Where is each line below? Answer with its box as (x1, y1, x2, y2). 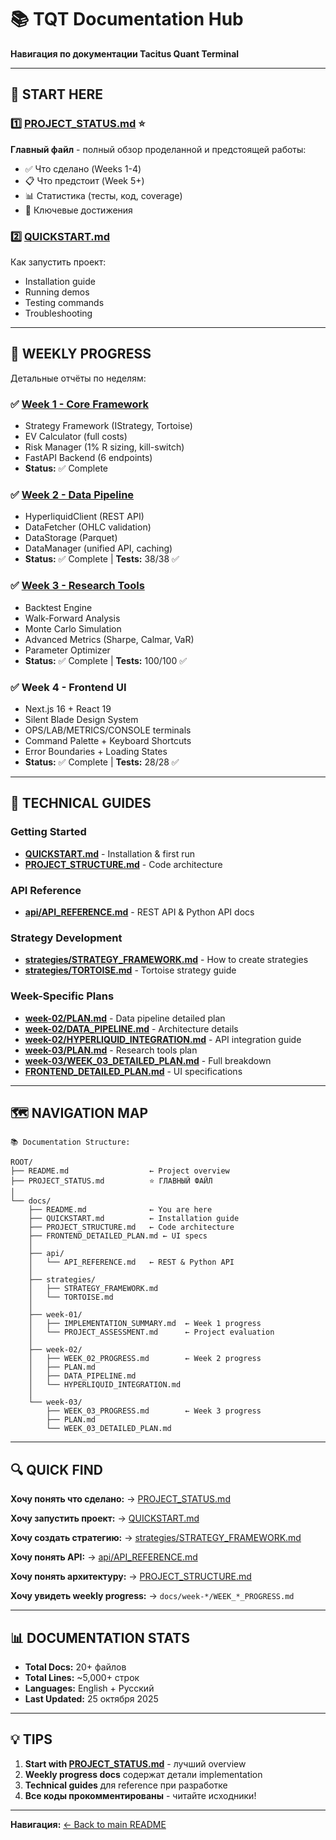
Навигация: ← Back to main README (10, 1818, 167, 1830)
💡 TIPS (10, 1731, 53, 1748)
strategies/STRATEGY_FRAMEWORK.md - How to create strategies (24, 954, 309, 966)
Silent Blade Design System (24, 713, 139, 725)
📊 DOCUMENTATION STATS (10, 1629, 190, 1646)
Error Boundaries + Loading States (24, 745, 168, 757)
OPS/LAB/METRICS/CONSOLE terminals (24, 724, 192, 736)
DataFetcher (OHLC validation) (24, 521, 152, 533)
